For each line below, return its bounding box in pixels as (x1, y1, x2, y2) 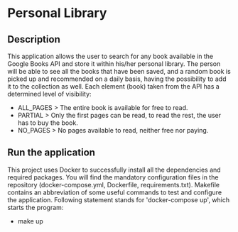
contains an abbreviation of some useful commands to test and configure (7, 188, 222, 197)
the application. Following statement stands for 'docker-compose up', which (7, 195, 230, 204)
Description (7, 33, 60, 45)
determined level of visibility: (7, 90, 92, 98)
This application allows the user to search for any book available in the (7, 52, 214, 60)
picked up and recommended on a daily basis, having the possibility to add (7, 74, 227, 83)
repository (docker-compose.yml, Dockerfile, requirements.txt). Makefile (7, 180, 220, 189)
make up (17, 216, 44, 225)
